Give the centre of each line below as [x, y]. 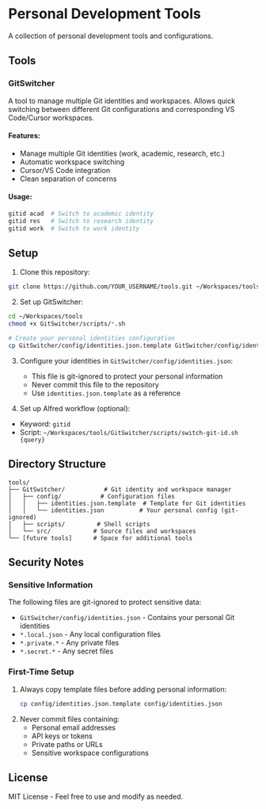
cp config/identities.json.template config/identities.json [121, 703]
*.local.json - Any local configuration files [90, 634]
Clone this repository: [55, 272]
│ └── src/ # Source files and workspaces [102, 531]
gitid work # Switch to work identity [74, 228]
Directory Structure [57, 464]
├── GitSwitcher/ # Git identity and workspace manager [120, 489]
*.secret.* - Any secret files [66, 651]
